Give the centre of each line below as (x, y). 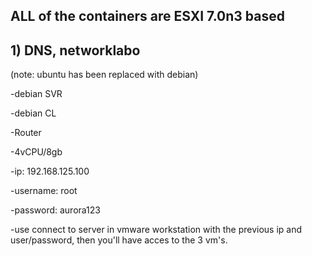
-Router (26, 133)
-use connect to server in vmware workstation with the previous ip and (156, 230)
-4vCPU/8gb (36, 152)
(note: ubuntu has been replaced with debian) (104, 75)
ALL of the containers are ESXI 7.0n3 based (147, 16)
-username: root (44, 191)
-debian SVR (36, 94)
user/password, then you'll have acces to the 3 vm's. (119, 240)
